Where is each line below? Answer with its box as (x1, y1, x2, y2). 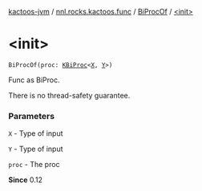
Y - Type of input (8, 144, 63, 154)
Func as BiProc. (8, 75, 60, 85)
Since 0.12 (8, 175, 42, 185)
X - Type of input (8, 129, 63, 138)
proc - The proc (8, 160, 60, 169)
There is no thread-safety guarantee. (8, 90, 131, 100)
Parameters (8, 110, 55, 121)
